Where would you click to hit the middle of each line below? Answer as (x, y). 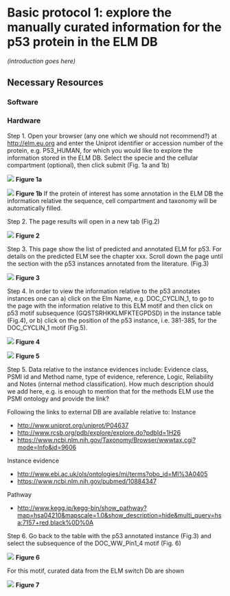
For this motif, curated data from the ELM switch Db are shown (96, 571)
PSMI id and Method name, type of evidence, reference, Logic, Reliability (111, 376)
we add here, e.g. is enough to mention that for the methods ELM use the (111, 391)
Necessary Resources (56, 83)
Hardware (24, 120)
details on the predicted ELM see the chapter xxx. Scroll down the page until (115, 256)
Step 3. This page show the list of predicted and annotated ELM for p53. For (114, 248)
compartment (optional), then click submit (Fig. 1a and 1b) (89, 165)
